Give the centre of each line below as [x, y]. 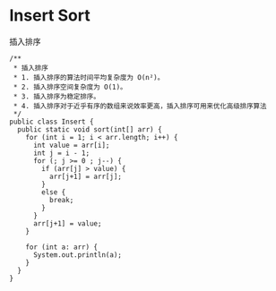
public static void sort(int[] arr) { [90, 129]
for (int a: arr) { [62, 247]
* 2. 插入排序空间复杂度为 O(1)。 [70, 87]
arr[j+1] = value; [67, 223]
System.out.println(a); [78, 255]
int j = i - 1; [61, 153]
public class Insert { [52, 122]
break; [61, 200]
